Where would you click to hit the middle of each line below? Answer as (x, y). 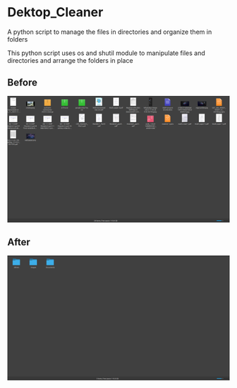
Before (22, 83)
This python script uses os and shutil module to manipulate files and (107, 53)
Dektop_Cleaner (55, 12)
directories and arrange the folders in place (70, 60)
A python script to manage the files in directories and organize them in (110, 32)
